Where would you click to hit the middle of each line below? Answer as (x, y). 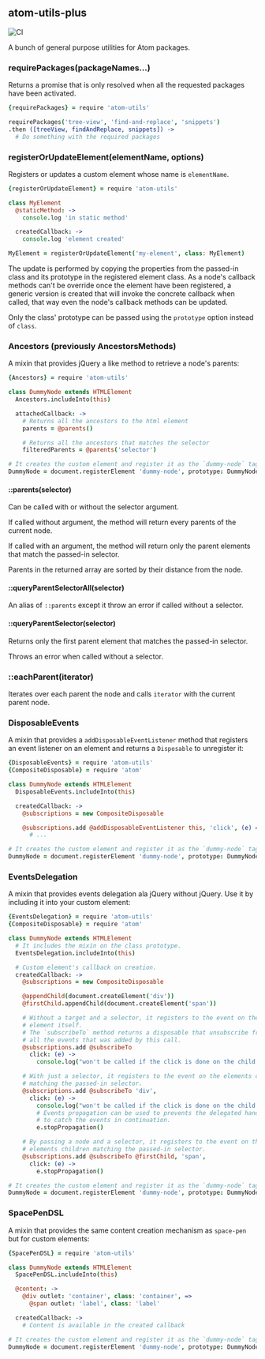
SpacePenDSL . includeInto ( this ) (67, 1275)
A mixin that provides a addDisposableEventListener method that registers (128, 740)
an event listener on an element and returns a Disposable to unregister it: (126, 749)
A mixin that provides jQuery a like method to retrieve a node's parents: (124, 363)
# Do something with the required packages (88, 137)
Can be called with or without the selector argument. (93, 507)
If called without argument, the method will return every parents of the (122, 522)
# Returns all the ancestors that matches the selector (116, 443)
